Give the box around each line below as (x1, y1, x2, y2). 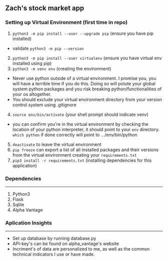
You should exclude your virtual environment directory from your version (12, 96, 162, 102)
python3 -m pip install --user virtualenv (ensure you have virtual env (12, 55, 162, 61)
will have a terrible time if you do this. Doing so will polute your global (12, 80, 156, 86)
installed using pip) (12, 60, 52, 66)
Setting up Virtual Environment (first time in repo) (5, 19, 128, 26)
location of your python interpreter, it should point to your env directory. (12, 126, 160, 132)
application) (12, 162, 37, 169)
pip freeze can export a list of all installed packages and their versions (12, 147, 158, 153)
